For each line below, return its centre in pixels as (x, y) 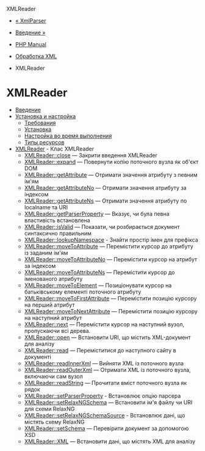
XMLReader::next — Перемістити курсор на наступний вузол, (104, 324)
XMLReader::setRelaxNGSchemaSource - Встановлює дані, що (105, 415)
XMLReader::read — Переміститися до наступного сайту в (100, 350)
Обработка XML (36, 56)
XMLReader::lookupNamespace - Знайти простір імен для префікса (111, 240)
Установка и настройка (45, 116)
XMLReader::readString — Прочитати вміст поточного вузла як (106, 382)
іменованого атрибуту (53, 278)
